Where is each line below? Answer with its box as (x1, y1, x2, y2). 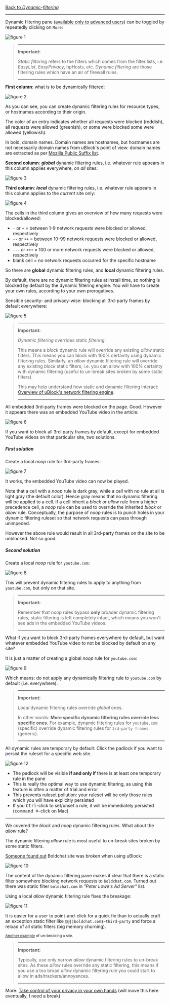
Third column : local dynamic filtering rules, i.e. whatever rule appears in (5, 185, 157, 191)
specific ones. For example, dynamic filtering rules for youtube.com (17, 720, 158, 726)
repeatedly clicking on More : (5, 24, 63, 30)
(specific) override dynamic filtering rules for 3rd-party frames (17, 725, 149, 731)
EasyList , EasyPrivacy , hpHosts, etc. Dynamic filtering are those (17, 64, 152, 70)
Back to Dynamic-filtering (5, 5, 59, 10)
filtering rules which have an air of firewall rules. (17, 69, 118, 75)
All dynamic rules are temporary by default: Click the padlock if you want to (5, 745, 163, 751)
